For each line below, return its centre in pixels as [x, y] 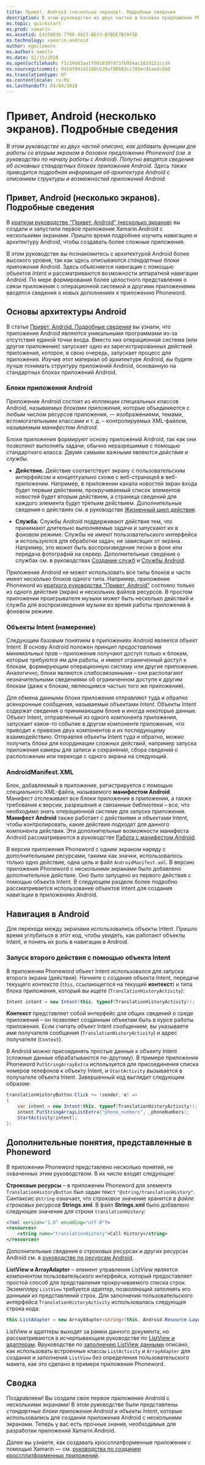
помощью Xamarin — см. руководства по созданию [74, 1448]
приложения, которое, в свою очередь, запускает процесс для [89, 352]
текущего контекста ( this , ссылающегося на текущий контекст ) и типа [99, 984]
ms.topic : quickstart [34, 23]
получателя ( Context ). [34, 1039]
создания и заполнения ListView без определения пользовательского [98, 1357]
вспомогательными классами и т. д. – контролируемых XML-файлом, [97, 420]
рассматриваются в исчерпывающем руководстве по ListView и [91, 1338]
